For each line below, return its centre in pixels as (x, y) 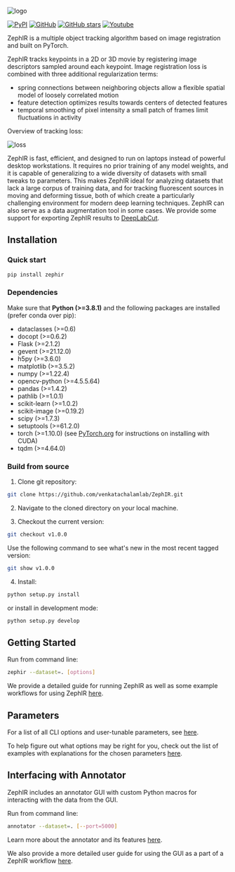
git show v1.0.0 (31, 568)
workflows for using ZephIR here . (55, 693)
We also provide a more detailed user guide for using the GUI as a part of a (115, 853)
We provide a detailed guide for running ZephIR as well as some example (113, 686)
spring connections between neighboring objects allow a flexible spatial (121, 87)
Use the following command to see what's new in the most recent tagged (113, 548)
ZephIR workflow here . (40, 861)
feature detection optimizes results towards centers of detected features (122, 103)
